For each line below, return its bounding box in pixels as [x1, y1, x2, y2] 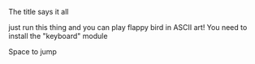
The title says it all [8, 7, 69, 16]
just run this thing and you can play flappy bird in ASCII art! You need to [8, 23, 248, 32]
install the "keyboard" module [8, 32, 108, 41]
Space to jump [8, 47, 57, 56]
